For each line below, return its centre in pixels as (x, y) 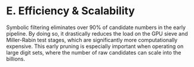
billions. (16, 59)
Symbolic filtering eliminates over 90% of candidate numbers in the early (96, 27)
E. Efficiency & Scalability (71, 11)
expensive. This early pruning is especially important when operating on (95, 46)
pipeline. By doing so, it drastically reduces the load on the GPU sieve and (97, 33)
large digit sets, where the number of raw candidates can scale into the (94, 52)
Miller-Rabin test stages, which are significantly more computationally (92, 40)
